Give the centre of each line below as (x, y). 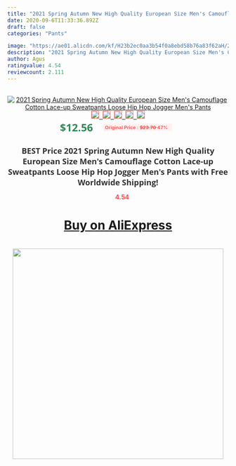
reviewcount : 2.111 (36, 72)
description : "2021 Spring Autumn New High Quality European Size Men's (116, 53)
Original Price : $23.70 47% (137, 127)
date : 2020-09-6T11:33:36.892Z (53, 20)
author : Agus (26, 59)
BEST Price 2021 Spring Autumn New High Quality (118, 151)
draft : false (26, 27)
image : (17, 46)
